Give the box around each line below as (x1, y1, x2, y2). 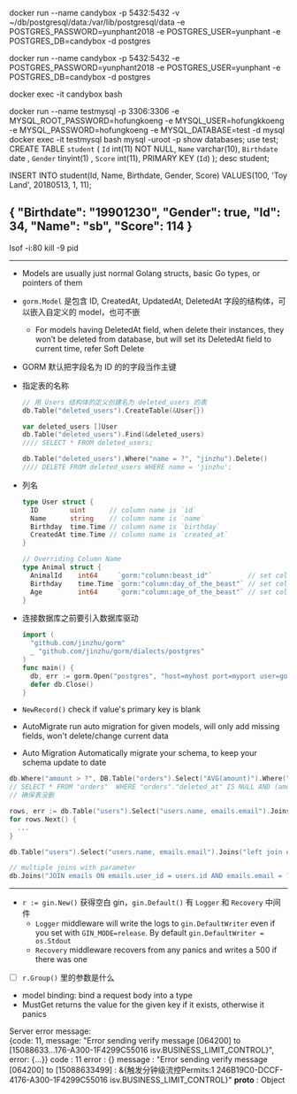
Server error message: (9, 1026, 91, 1036)
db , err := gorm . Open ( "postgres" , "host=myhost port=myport (30, 672, 256, 681)
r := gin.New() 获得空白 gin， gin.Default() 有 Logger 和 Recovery (21, 898, 263, 908)
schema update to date (21, 757, 107, 768)
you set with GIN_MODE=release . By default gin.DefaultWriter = (34, 928, 264, 938)
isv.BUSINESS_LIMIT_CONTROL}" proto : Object (110, 1075, 286, 1085)
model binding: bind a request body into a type (21, 990, 193, 1001)
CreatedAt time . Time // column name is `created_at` (30, 530, 229, 539)
